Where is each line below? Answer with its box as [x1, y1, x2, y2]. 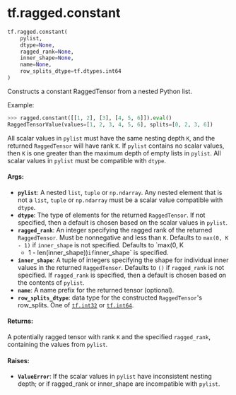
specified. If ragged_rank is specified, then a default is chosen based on [17, 271, 227, 279]
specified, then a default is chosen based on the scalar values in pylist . [17, 218, 228, 227]
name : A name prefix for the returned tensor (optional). [17, 285, 175, 294]
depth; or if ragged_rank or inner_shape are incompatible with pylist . [17, 379, 220, 388]
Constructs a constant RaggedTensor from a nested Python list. [7, 87, 193, 95]
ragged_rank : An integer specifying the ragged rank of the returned [17, 225, 213, 234]
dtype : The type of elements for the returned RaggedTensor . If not [17, 211, 206, 219]
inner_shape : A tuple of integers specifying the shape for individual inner [17, 256, 229, 264]
